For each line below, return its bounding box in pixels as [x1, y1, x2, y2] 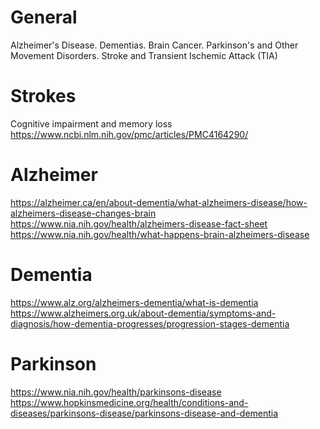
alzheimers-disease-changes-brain [10, 207, 157, 219]
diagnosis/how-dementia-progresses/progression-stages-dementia [10, 317, 290, 330]
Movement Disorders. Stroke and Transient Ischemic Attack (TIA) [10, 49, 278, 61]
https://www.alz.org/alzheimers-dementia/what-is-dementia [10, 296, 259, 308]
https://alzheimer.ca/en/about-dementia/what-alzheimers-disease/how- [10, 196, 308, 208]
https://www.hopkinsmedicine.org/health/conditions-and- [10, 396, 249, 408]
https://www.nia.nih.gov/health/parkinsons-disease [10, 386, 222, 398]
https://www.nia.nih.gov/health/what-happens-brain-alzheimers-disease [10, 228, 310, 240]
